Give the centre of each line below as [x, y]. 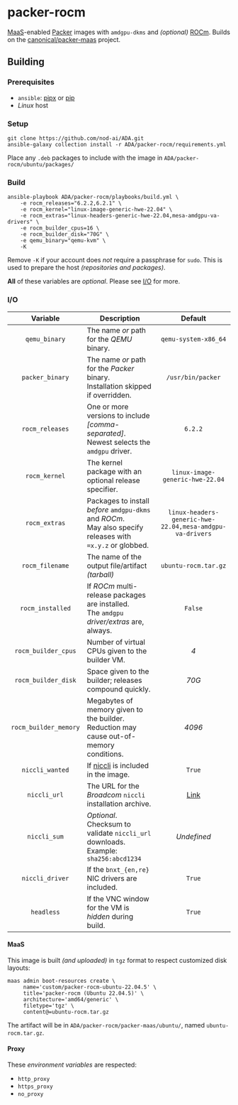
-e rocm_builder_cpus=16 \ [60, 228]
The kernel [104, 463]
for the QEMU [109, 339]
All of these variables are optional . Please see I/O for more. [94, 281]
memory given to [115, 709]
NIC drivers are [112, 878]
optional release [113, 480]
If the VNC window [118, 898]
